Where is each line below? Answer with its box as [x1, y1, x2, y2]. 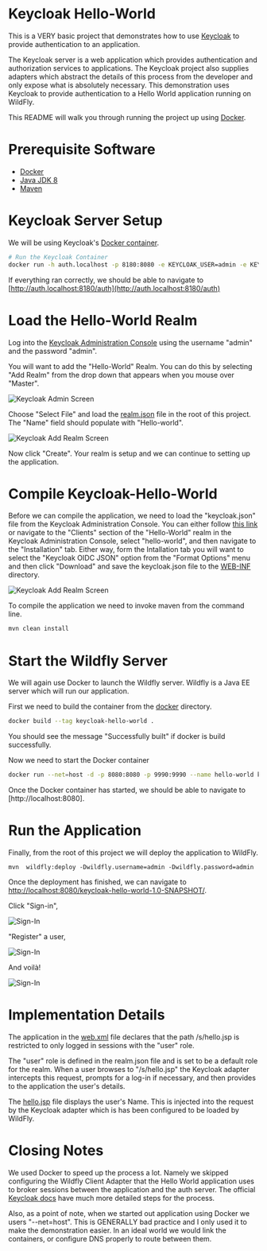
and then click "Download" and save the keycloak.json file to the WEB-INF [8, 561, 251, 571]
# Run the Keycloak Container [8, 253, 109, 261]
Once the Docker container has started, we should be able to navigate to [8, 785, 246, 795]
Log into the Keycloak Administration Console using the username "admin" [8, 337, 253, 347]
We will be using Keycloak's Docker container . [8, 238, 160, 247]
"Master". [8, 379, 40, 388]
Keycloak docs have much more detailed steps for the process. [8, 1193, 215, 1202]
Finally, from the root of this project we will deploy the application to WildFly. [8, 848, 258, 857]
